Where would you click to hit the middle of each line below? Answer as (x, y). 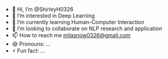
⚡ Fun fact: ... (28, 51)
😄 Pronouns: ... (31, 44)
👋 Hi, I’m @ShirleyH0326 (42, 9)
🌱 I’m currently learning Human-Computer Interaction (78, 22)
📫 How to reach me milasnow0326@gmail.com (71, 35)
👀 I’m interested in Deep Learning (53, 16)
